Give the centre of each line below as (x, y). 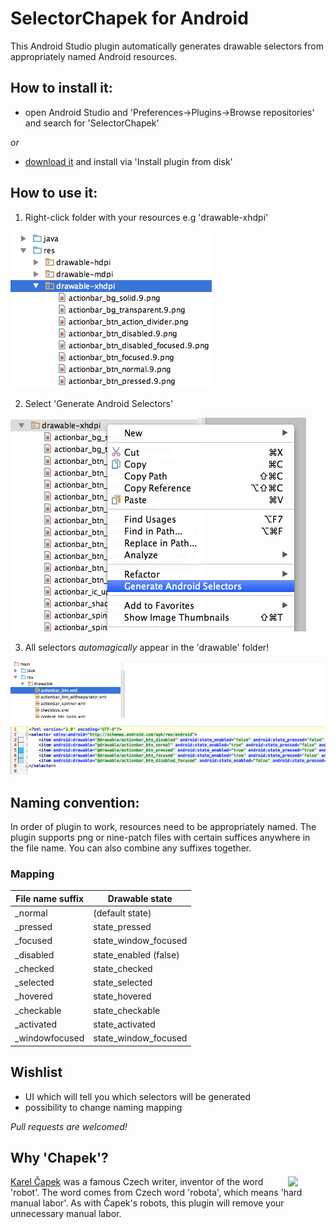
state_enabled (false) (136, 954)
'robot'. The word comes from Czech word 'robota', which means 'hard (156, 1193)
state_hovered (122, 996)
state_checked (123, 968)
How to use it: (54, 193)
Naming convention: (75, 802)
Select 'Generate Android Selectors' (99, 403)
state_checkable (127, 1010)
